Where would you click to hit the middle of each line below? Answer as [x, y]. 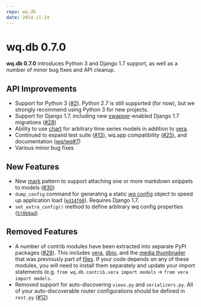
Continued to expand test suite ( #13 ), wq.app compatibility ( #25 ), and [101, 135]
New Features [33, 166]
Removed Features [42, 232]
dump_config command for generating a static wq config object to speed [104, 194]
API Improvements [41, 88]
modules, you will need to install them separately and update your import [105, 265]
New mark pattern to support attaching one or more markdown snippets [104, 181]
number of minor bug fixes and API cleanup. [61, 70]
